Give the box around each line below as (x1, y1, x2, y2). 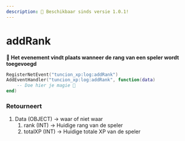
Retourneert (6, 102, 42, 110)
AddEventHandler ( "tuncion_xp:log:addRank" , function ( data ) (6, 77, 156, 83)
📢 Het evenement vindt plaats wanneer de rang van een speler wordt (6, 54, 180, 61)
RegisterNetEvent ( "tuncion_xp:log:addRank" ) (6, 72, 118, 78)
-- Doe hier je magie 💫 (17, 82, 76, 89)
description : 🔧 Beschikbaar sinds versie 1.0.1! (6, 8, 129, 15)
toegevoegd (6, 60, 37, 67)
